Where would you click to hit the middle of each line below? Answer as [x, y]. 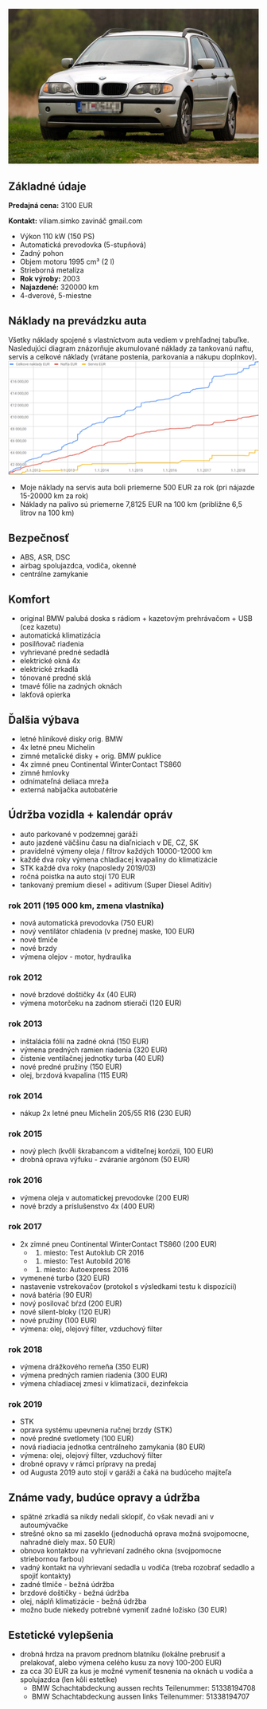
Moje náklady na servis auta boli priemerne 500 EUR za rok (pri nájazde [137, 488]
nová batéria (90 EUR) [56, 1295]
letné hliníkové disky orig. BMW [71, 739]
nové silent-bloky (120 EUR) [65, 1311]
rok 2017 [25, 1227]
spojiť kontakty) [45, 1576]
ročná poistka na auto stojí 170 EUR [77, 876]
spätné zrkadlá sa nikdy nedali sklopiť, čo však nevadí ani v [117, 1517]
